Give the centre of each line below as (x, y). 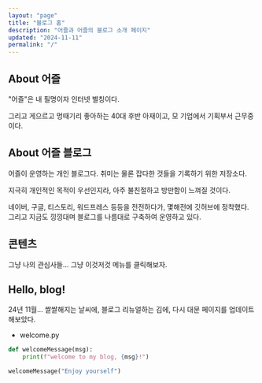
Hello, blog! (37, 290)
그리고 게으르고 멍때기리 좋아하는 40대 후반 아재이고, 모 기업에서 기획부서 (121, 116)
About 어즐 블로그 (50, 153)
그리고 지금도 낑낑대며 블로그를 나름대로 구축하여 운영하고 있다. (105, 217)
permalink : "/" (33, 45)
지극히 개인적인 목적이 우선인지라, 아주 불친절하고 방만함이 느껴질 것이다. (119, 190)
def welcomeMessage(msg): (50, 350)
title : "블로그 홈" (37, 23)
